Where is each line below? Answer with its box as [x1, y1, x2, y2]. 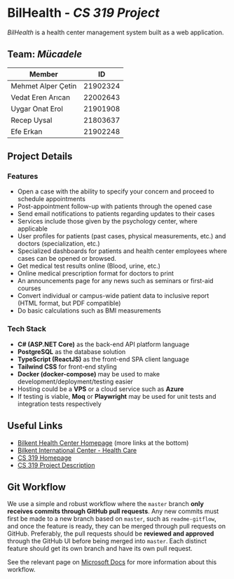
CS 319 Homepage [17, 454, 72, 462]
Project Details [7, 151, 73, 163]
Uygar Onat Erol [11, 104, 63, 114]
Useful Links [7, 420, 63, 432]
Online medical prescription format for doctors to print [17, 269, 174, 278]
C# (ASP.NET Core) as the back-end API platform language [17, 340, 190, 348]
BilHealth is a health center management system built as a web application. [7, 28, 224, 36]
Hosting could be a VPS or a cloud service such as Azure [17, 384, 184, 393]
